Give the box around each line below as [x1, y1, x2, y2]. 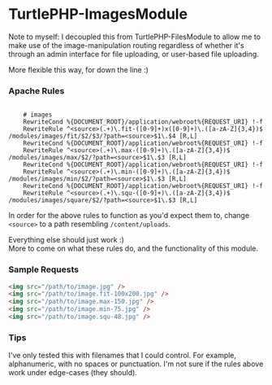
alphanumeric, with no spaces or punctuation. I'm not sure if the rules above [8, 359, 264, 369]
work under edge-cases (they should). [8, 368, 138, 378]
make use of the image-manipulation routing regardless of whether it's [8, 40, 245, 50]
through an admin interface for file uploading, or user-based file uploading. [8, 49, 260, 59]
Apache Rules [8, 85, 65, 96]
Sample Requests [8, 264, 80, 275]
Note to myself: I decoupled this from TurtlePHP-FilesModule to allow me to [8, 32, 261, 42]
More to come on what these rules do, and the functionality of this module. [8, 243, 258, 253]
